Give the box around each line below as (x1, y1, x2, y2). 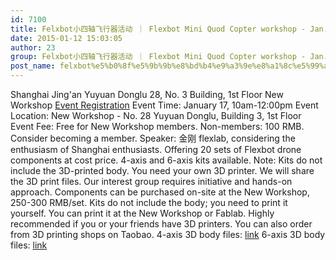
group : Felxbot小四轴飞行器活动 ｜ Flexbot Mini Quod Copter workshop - (10, 52, 307, 62)
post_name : (10, 61, 56, 71)
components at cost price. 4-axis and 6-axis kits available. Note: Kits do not (10, 154, 323, 166)
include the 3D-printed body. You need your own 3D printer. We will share (10, 165, 315, 176)
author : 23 (10, 42, 56, 53)
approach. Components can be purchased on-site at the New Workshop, (10, 186, 310, 198)
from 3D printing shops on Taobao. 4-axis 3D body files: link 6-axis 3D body (10, 229, 326, 240)
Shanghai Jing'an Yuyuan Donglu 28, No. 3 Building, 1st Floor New (10, 89, 284, 100)
